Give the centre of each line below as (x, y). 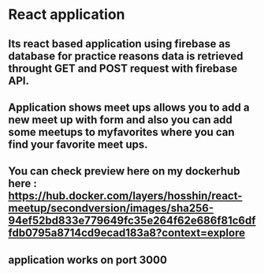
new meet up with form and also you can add (120, 120)
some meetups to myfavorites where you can (121, 132)
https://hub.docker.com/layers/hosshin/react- (125, 196)
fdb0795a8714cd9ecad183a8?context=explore (127, 233)
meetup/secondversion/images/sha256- (111, 208)
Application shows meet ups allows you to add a (129, 107)
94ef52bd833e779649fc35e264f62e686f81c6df (132, 221)
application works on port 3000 (88, 259)
